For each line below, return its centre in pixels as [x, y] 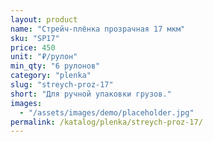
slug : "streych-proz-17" [62, 85]
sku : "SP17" [35, 38]
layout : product [44, 19]
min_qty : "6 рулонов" [55, 66]
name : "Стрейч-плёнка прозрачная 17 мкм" [98, 29]
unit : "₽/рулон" [44, 57]
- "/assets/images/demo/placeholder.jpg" [107, 112]
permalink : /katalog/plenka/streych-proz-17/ [106, 122]
